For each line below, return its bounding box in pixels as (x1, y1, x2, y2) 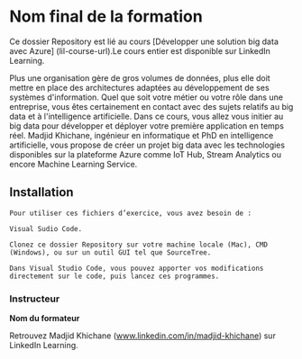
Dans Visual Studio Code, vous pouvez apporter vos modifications (9, 264, 264, 273)
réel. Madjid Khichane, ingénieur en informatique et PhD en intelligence (9, 130, 274, 140)
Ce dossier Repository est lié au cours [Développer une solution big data (9, 36, 279, 47)
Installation (9, 184, 74, 200)
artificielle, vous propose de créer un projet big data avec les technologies (9, 139, 286, 150)
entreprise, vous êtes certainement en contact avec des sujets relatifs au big (9, 101, 294, 112)
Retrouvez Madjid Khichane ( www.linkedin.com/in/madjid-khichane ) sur (9, 330, 277, 341)
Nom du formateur (9, 313, 80, 324)
